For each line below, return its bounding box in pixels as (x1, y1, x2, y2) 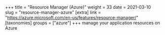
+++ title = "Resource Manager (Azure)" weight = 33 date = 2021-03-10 (5, 4, 151, 10)
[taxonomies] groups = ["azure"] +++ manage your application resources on (5, 20, 160, 26)
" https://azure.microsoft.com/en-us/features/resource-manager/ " (5, 15, 139, 20)
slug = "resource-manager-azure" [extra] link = (5, 9, 101, 15)
